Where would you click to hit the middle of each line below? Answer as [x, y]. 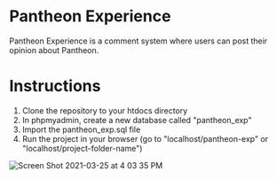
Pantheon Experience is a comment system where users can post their [138, 41]
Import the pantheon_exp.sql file [81, 129]
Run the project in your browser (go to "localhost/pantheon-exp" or [145, 138]
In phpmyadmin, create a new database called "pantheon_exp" [137, 120]
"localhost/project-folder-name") [82, 148]
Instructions [55, 86]
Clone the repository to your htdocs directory [105, 110]
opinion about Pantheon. [54, 50]
